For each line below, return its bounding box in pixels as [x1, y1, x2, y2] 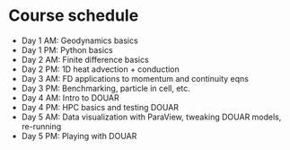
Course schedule [8, 5, 139, 26]
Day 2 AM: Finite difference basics [21, 54, 149, 65]
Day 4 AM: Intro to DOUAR [21, 92, 119, 103]
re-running [21, 120, 62, 131]
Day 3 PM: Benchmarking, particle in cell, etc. [21, 83, 190, 93]
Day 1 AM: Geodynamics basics [21, 35, 138, 46]
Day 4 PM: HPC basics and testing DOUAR [21, 101, 180, 112]
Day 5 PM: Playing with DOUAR [21, 130, 137, 141]
